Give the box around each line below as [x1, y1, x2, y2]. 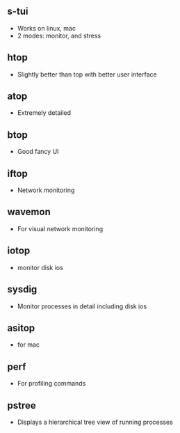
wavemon [7, 206, 51, 218]
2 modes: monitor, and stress [17, 31, 101, 40]
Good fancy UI [17, 148, 59, 156]
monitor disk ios [17, 263, 64, 271]
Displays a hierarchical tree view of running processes [17, 418, 174, 426]
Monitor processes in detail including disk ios [17, 302, 147, 310]
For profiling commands [17, 379, 86, 388]
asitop [7, 322, 35, 333]
